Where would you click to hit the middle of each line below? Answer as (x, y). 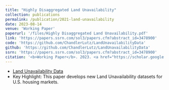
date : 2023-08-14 (24, 24)
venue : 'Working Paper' (30, 29)
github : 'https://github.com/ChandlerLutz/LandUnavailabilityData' (78, 48)
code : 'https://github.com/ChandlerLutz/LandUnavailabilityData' (75, 43)
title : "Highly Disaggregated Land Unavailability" (61, 10)
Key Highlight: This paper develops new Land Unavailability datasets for (88, 77)
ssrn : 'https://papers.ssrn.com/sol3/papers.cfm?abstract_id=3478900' (81, 52)
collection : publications (32, 15)
